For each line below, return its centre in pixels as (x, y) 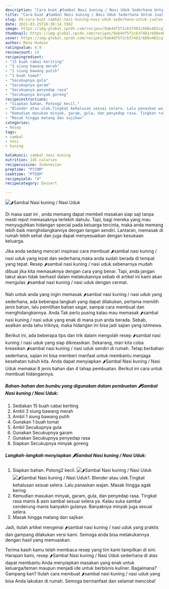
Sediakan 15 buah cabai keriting (46, 406)
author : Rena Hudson (27, 43)
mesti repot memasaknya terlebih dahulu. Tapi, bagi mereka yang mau (78, 220)
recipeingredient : (24, 57)
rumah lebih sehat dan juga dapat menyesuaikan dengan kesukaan (74, 236)
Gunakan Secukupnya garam (43, 433)
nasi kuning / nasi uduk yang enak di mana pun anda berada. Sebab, (76, 320)
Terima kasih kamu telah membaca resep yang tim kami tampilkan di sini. (81, 550)
